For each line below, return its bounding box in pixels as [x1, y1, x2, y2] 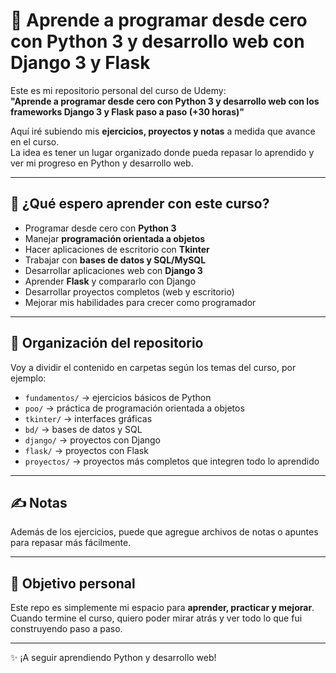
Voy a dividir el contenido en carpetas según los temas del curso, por [10, 361, 297, 373]
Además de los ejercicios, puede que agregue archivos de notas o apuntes [10, 526, 319, 538]
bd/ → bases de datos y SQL [24, 423, 143, 435]
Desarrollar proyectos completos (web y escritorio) [24, 285, 235, 298]
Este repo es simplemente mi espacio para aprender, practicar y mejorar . [10, 602, 315, 614]
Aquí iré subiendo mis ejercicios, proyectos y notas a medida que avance [10, 125, 316, 137]
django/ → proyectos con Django [24, 434, 162, 446]
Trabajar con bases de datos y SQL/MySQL [24, 254, 207, 266]
